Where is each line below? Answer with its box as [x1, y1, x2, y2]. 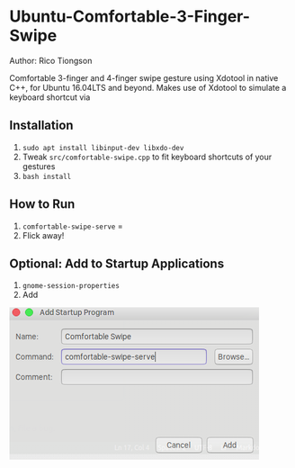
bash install [22, 172, 72, 181]
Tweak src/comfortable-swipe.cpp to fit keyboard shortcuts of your [22, 151, 273, 162]
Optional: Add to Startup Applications [9, 256, 225, 271]
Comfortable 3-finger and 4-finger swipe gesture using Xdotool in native [9, 72, 279, 83]
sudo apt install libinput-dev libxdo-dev [22, 143, 184, 152]
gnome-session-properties [22, 282, 120, 291]
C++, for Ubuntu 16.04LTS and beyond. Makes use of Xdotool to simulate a [9, 82, 287, 93]
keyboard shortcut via [9, 92, 91, 103]
